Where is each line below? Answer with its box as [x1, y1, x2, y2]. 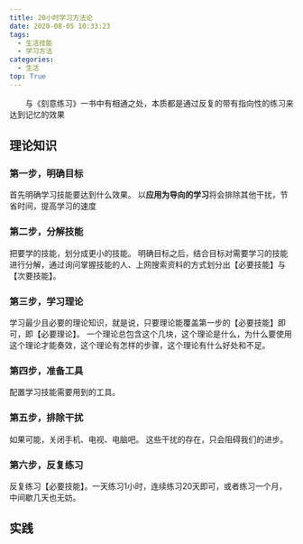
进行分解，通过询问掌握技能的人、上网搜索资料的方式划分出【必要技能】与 [9, 259, 286, 270]
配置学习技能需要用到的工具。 [9, 387, 120, 398]
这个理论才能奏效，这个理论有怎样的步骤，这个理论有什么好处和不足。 [9, 340, 271, 351]
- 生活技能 [17, 38, 53, 48]
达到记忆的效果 [9, 109, 65, 120]
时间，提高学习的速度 [16, 200, 96, 212]
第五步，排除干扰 [9, 411, 84, 424]
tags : [9, 30, 30, 39]
